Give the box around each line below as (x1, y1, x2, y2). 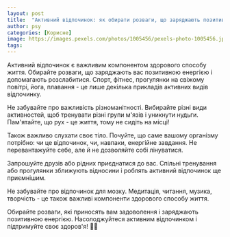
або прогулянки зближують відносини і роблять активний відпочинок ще (7, 166, 222, 174)
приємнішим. (7, 174, 47, 182)
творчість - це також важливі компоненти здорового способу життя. (7, 194, 209, 203)
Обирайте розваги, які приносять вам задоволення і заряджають (7, 207, 199, 216)
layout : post (7, 10, 44, 17)
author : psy (7, 23, 41, 30)
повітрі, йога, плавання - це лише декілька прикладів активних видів (7, 83, 209, 91)
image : (7, 36, 26, 43)
